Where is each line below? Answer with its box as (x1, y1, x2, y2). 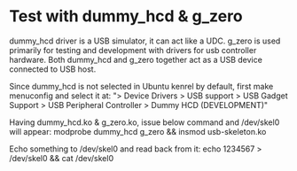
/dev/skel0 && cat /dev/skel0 (9, 152, 113, 163)
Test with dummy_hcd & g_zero (9, 6, 243, 27)
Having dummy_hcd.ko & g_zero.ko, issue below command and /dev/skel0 (9, 117, 280, 128)
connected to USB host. (9, 64, 97, 74)
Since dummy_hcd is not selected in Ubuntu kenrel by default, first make (9, 81, 274, 91)
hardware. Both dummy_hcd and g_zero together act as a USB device (9, 54, 263, 65)
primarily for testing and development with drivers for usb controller (9, 44, 257, 55)
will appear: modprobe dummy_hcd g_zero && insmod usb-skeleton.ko (9, 126, 267, 136)
